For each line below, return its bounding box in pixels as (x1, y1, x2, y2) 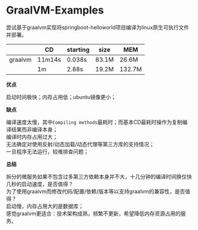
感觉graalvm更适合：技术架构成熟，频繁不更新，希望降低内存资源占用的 (6, 210, 181, 217)
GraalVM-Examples (6, 4, 104, 17)
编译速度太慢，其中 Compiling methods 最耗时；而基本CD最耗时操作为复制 (6, 119, 183, 126)
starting (67, 45, 90, 54)
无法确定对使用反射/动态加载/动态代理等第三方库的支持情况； (6, 140, 155, 147)
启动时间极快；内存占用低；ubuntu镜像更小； (6, 93, 117, 100)
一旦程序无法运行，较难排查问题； (6, 148, 89, 155)
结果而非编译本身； (11, 126, 58, 133)
